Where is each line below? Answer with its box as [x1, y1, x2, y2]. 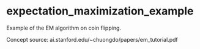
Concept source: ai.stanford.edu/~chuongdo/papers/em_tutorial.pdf [6, 36, 179, 43]
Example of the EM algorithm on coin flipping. [6, 24, 121, 31]
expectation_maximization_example [6, 4, 194, 18]
